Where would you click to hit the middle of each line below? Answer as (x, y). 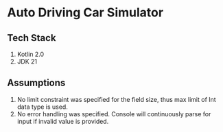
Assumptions (36, 83)
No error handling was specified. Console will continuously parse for (114, 114)
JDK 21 (27, 62)
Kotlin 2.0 (31, 54)
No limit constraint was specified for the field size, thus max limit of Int (116, 99)
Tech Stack (32, 38)
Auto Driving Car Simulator (85, 13)
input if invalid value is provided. (63, 121)
